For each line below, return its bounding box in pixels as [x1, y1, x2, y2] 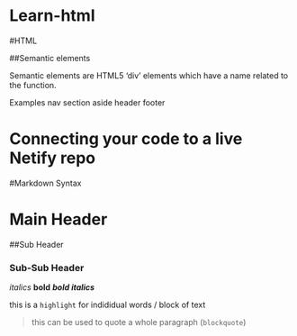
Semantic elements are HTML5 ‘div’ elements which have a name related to [9, 69, 289, 81]
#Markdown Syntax [9, 177, 82, 188]
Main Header [9, 209, 108, 230]
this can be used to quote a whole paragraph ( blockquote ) [31, 317, 247, 328]
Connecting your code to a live [9, 129, 243, 150]
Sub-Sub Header [9, 261, 85, 274]
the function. [9, 79, 57, 90]
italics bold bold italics [9, 282, 95, 293]
